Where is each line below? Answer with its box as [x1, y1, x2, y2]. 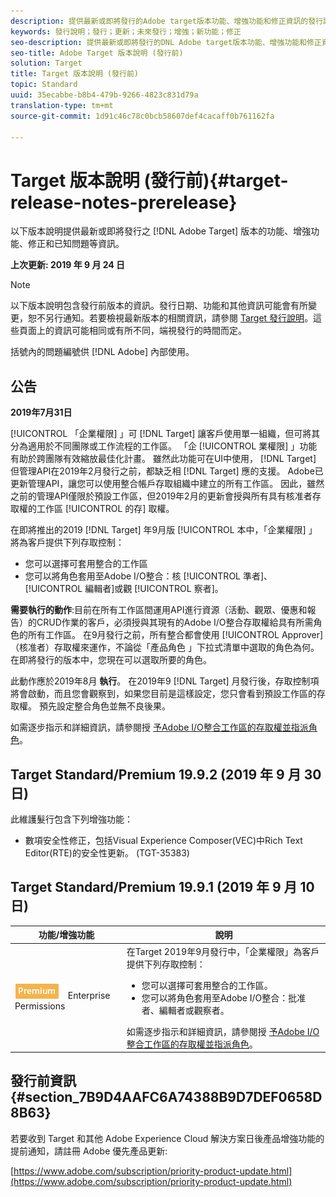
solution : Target [10, 58, 83, 69]
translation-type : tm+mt [10, 100, 114, 110]
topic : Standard [10, 80, 78, 90]
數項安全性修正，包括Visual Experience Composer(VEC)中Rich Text [24, 834, 303, 846]
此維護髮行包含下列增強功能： [10, 813, 133, 825]
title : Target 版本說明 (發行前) [10, 69, 139, 79]
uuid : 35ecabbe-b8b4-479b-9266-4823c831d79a [10, 90, 199, 100]
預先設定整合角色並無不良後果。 [38, 700, 171, 712]
